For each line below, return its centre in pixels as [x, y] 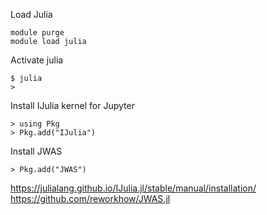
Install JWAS [36, 151]
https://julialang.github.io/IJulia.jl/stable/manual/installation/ [133, 188]
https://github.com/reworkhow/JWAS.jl [90, 198]
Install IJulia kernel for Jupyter [72, 105]
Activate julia [37, 60]
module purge [37, 33]
